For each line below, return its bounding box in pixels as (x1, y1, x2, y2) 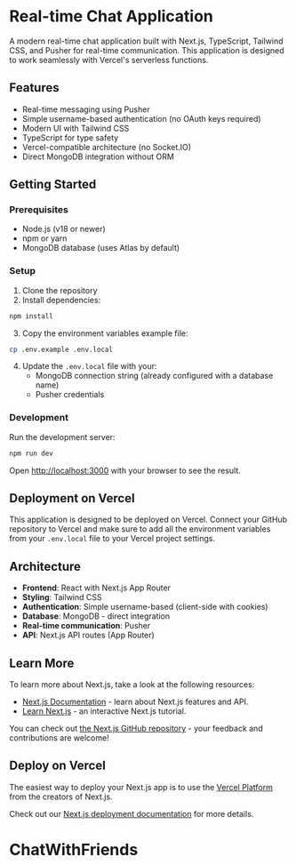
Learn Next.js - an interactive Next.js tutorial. (21, 706, 187, 717)
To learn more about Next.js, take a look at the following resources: (9, 679, 255, 690)
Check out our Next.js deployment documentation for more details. (9, 808, 254, 819)
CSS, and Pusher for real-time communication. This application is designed (9, 44, 284, 55)
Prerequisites (9, 204, 68, 216)
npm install (9, 311, 53, 321)
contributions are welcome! (9, 733, 109, 743)
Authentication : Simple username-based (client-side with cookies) (21, 602, 268, 613)
